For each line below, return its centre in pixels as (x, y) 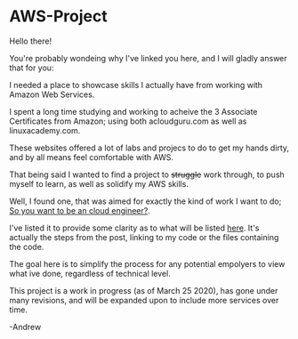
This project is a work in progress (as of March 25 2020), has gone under (144, 290)
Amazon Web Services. (52, 94)
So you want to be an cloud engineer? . (80, 210)
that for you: (32, 68)
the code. (27, 246)
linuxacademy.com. (45, 130)
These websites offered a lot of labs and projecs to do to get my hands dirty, (149, 148)
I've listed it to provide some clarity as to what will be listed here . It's (134, 228)
